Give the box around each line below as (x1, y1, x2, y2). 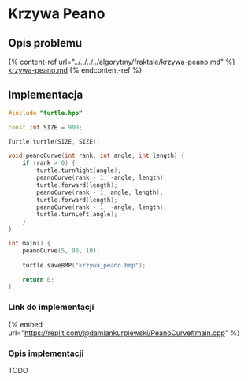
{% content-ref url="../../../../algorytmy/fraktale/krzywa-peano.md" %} (8, 57, 236, 66)
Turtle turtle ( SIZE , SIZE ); (8, 137, 101, 146)
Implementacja (8, 88, 83, 102)
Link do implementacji (8, 301, 94, 312)
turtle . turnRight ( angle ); (36, 166, 122, 174)
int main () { (8, 240, 51, 248)
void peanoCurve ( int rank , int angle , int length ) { (8, 151, 185, 160)
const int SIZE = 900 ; (8, 123, 83, 131)
